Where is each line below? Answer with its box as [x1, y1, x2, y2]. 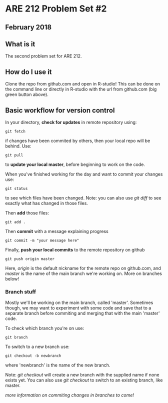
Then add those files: [5, 210, 49, 216]
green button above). [5, 91, 48, 97]
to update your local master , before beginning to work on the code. [5, 161, 145, 167]
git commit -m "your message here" [5, 238, 79, 243]
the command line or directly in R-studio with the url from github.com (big [5, 86, 157, 92]
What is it [5, 39, 35, 48]
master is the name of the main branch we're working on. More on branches [5, 270, 162, 276]
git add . [5, 219, 26, 225]
